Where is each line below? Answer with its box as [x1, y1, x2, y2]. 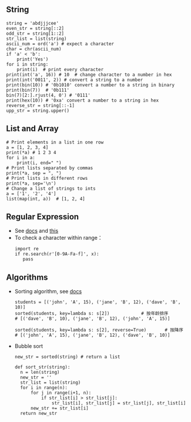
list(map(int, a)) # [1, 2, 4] [6, 196, 85, 202]
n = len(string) [20, 370, 60, 376]
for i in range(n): [20, 385, 68, 391]
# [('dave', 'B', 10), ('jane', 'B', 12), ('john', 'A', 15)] [14, 316, 170, 322]
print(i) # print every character [16, 66, 104, 72]
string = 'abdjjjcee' [6, 20, 59, 26]
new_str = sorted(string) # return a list [14, 354, 120, 360]
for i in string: [6, 61, 49, 67]
